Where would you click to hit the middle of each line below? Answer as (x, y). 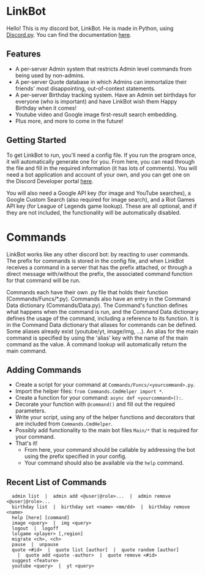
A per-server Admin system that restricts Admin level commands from (103, 69)
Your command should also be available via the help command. (104, 463)
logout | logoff (35, 528)
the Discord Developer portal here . (50, 181)
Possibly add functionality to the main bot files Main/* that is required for (106, 430)
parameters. (31, 411)
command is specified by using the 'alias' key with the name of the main (97, 338)
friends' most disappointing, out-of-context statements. (85, 88)
